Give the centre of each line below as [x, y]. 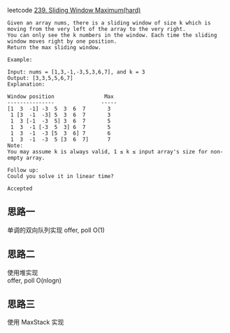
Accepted [20, 189]
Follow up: [23, 170]
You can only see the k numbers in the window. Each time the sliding [112, 35]
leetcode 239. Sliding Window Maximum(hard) [74, 10]
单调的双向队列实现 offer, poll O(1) [56, 230]
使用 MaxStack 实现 [36, 322]
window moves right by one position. [62, 41]
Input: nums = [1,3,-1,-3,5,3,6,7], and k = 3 [76, 72]
